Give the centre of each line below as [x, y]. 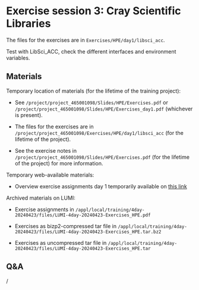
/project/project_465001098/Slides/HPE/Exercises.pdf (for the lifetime [102, 157]
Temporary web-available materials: [50, 175]
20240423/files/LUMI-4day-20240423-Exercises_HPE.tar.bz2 [88, 232]
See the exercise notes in [46, 150]
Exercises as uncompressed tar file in [61, 242]
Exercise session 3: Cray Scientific [94, 11]
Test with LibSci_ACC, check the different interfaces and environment [91, 51]
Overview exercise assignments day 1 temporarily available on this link [101, 186]
